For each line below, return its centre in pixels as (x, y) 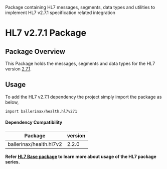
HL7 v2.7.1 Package (46, 33)
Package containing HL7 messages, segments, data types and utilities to (80, 7)
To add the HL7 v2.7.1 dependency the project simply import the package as (83, 97)
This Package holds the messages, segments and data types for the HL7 (80, 63)
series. (13, 162)
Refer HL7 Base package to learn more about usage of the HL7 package (81, 157)
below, (12, 102)
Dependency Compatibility (34, 122)
